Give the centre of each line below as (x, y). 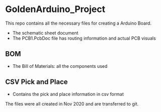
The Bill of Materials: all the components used (60, 66)
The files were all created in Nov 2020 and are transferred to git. (72, 103)
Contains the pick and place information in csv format (68, 94)
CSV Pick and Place (36, 82)
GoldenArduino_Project (55, 9)
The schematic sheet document (46, 33)
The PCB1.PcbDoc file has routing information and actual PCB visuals (84, 38)
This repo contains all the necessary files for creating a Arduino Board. (78, 23)
